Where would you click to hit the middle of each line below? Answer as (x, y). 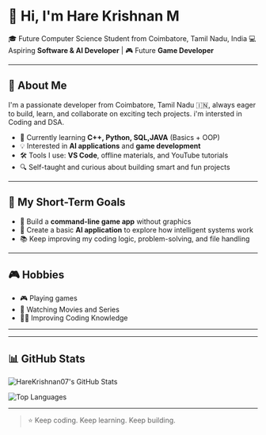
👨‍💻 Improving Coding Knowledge (74, 318)
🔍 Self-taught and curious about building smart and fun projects (125, 167)
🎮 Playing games (48, 298)
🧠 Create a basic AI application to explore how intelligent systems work (136, 229)
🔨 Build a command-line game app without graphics (105, 221)
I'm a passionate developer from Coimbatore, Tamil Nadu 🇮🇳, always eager (132, 104)
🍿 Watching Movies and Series (70, 310)
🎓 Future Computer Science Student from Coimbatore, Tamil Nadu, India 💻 (132, 38)
